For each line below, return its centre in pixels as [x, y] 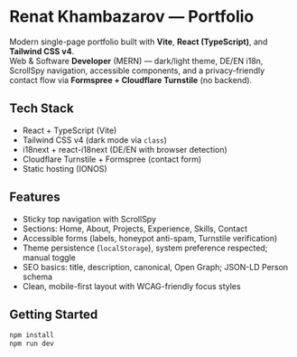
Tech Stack [42, 109]
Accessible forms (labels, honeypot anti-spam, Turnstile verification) [150, 238]
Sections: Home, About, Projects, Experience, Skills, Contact [135, 229]
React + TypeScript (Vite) [70, 130]
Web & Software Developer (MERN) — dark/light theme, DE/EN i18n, [136, 61]
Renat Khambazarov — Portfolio [132, 17]
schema [37, 277]
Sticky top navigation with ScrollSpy [89, 219]
